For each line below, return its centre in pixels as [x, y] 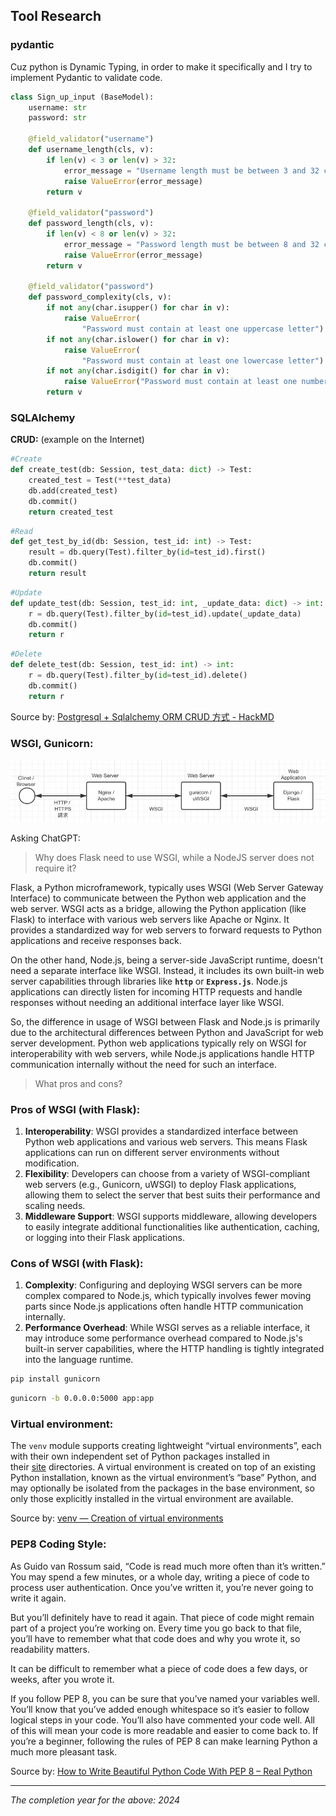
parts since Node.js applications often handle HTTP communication [164, 1306]
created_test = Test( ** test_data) [100, 480]
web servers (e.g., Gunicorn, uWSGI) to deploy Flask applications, [160, 1185]
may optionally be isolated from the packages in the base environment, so [162, 1488]
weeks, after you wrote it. [62, 1679]
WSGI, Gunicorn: [52, 743]
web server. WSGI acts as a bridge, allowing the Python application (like [158, 908]
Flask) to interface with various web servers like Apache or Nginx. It [150, 919]
